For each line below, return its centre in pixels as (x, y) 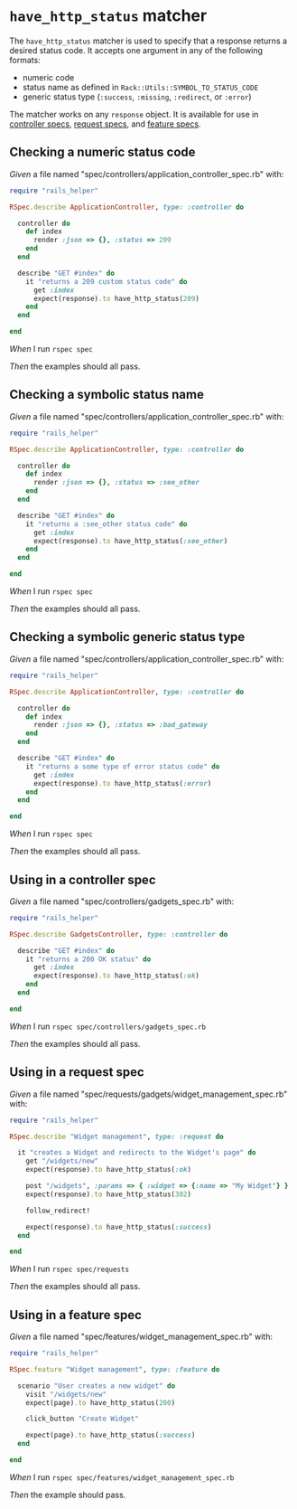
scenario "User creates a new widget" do (97, 1386)
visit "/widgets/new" (66, 1394)
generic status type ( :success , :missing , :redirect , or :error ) (137, 97)
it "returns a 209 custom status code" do (107, 281)
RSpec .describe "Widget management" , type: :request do (116, 1136)
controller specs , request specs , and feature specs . (105, 124)
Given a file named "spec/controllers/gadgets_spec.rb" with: (122, 901)
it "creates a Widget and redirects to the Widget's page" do (137, 1153)
